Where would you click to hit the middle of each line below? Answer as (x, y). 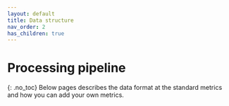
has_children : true (36, 33)
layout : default (31, 14)
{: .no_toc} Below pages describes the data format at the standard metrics (115, 88)
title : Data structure (41, 20)
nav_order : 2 (26, 27)
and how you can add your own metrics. (66, 95)
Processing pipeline (67, 68)
